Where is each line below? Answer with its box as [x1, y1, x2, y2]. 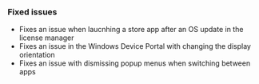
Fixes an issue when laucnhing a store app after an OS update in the [18, 25, 244, 34]
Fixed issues [7, 6, 58, 18]
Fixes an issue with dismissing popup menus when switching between [18, 58, 251, 68]
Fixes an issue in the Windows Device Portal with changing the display [18, 42, 251, 51]
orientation [18, 50, 55, 60]
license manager [18, 33, 74, 42]
